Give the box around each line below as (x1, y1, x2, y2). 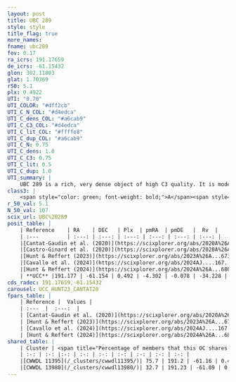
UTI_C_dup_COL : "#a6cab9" (7, 135, 83, 142)
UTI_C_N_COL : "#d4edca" (7, 109, 77, 116)
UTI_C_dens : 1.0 (7, 148, 55, 155)
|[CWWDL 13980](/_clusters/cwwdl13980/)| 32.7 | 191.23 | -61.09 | (20, 364, 221, 371)
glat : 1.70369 (7, 75, 49, 83)
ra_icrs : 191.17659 (7, 56, 65, 63)
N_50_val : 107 (7, 207, 49, 214)
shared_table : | (7, 338, 55, 345)
